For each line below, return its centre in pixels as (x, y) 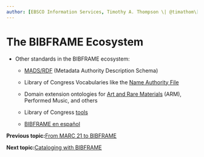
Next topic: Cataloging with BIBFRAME (54, 147)
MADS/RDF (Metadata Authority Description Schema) (91, 70)
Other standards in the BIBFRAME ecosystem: (72, 59)
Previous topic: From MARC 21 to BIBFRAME (62, 135)
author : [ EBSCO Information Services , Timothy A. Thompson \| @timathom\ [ (103, 12)
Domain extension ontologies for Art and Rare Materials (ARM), (103, 94)
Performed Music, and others (61, 100)
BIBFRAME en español (52, 124)
